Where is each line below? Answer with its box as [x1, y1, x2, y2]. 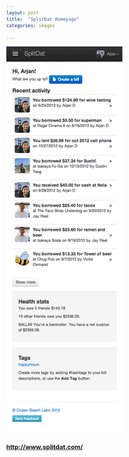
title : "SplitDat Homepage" [6, 16, 80, 22]
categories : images [6, 22, 55, 28]
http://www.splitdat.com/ [6, 443, 83, 452]
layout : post [6, 10, 39, 16]
